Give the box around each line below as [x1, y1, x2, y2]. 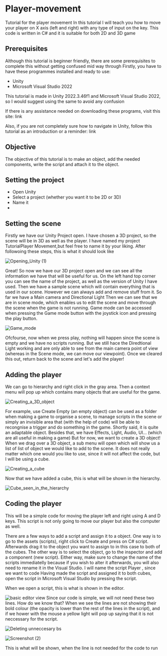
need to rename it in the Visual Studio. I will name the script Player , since [5, 565, 156, 571]
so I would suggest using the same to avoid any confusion [5, 98, 125, 104]
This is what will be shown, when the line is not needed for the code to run [5, 645, 158, 651]
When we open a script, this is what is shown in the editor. [5, 585, 125, 591]
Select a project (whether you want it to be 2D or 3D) [12, 194, 121, 200]
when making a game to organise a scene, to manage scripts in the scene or [5, 414, 162, 420]
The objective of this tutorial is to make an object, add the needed [5, 156, 141, 162]
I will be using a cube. [5, 456, 50, 462]
